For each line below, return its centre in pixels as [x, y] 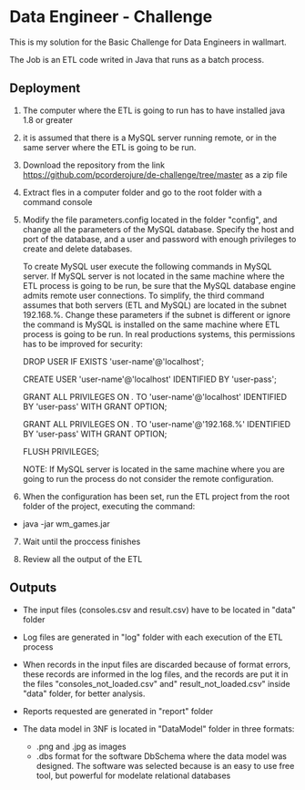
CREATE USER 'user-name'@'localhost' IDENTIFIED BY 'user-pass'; [150, 379]
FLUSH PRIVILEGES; [61, 451]
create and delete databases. [77, 249]
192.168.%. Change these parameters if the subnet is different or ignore [157, 314]
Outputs [33, 588]
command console [57, 201]
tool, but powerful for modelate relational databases [133, 775]
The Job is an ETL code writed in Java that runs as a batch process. [137, 59]
